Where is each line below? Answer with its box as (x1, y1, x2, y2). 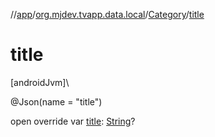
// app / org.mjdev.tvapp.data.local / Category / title (10, 9, 205, 20)
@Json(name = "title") (10, 95, 103, 108)
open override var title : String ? (10, 115, 136, 127)
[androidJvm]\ (10, 76, 70, 88)
